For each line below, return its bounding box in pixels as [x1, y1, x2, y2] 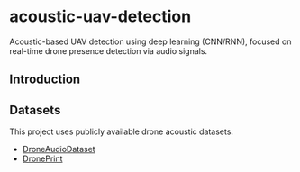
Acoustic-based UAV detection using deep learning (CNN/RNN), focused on [9, 36, 292, 47]
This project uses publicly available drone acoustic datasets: [9, 126, 234, 137]
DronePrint [22, 153, 63, 164]
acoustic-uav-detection [9, 6, 192, 27]
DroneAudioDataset [22, 144, 96, 155]
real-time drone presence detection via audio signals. [9, 45, 208, 56]
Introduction [9, 72, 81, 87]
